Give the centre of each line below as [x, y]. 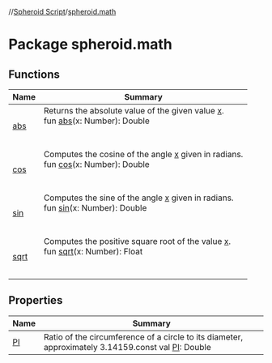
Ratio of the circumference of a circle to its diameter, [143, 337]
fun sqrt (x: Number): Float [93, 252]
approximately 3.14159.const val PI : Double [127, 347]
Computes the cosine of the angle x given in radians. [143, 154]
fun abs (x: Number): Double [96, 121]
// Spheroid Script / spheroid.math [62, 12]
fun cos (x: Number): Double [96, 164]
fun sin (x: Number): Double [95, 208]
